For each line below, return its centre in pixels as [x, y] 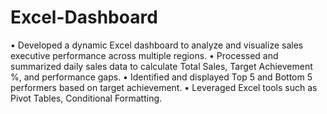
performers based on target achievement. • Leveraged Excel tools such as [164, 87]
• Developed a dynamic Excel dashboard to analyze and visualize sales [157, 45]
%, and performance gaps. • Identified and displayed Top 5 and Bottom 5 [161, 77]
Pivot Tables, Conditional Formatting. [86, 98]
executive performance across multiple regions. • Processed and [144, 55]
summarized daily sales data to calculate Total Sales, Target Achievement [161, 66]
